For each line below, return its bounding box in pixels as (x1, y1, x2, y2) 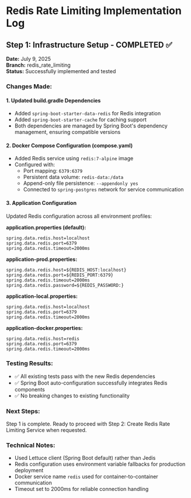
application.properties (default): (6, 224, 86, 231)
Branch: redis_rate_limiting (6, 61, 71, 68)
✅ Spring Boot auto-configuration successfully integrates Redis (14, 379, 168, 386)
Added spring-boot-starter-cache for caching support (14, 116, 147, 123)
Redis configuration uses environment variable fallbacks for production (14, 461, 186, 468)
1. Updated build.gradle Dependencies (6, 97, 101, 104)
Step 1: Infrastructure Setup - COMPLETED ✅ (6, 40, 172, 50)
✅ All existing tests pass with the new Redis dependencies (14, 373, 156, 380)
